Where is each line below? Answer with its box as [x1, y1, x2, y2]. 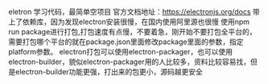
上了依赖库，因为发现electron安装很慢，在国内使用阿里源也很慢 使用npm [8, 17, 250, 26]
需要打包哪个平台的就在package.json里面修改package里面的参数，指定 [8, 37, 244, 46]
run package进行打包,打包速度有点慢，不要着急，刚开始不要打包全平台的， [8, 27, 257, 36]
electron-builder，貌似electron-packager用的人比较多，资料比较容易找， [8, 57, 251, 66]
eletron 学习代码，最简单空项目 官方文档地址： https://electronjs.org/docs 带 [8, 7, 260, 16]
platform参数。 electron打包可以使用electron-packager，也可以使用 [8, 47, 233, 56]
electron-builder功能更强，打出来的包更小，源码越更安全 [14, 67, 204, 76]
